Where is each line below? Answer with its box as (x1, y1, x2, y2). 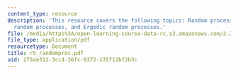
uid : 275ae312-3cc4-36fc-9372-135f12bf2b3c (7, 56, 138, 63)
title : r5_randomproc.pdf (7, 50, 84, 57)
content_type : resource (7, 10, 78, 18)
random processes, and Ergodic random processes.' (13, 23, 166, 30)
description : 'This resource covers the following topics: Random (7, 17, 208, 24)
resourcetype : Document (7, 43, 78, 50)
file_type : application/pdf (7, 37, 91, 44)
